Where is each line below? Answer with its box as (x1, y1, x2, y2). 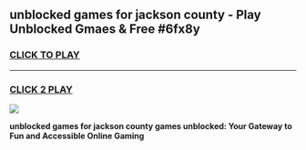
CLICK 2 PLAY (9, 83, 73, 95)
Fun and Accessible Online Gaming (9, 130, 145, 141)
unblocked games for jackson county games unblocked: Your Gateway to (9, 120, 293, 131)
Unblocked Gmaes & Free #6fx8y (9, 22, 200, 37)
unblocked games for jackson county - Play (9, 7, 261, 23)
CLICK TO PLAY (9, 49, 80, 62)
